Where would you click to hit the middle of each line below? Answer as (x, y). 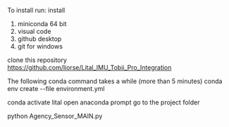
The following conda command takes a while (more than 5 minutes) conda (115, 81)
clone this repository (37, 60)
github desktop (39, 39)
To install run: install (36, 10)
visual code (34, 31)
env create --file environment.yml (56, 89)
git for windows (40, 46)
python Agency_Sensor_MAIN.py (55, 116)
